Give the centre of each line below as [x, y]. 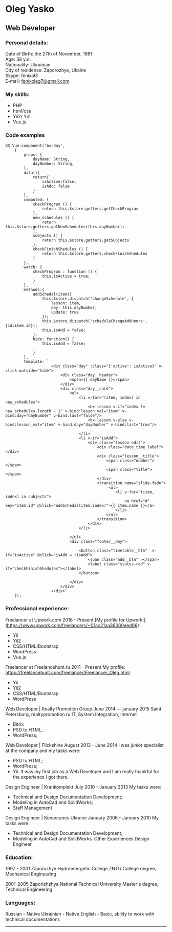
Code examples [25, 135]
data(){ [32, 173]
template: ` [37, 362]
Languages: [20, 903]
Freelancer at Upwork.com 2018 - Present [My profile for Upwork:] [76, 619]
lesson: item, [66, 303]
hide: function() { [53, 339]
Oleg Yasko [30, 9]
